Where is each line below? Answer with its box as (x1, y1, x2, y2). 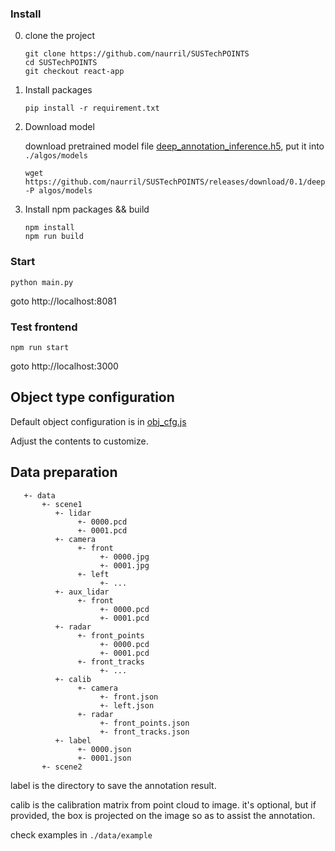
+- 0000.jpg (99, 552, 150, 562)
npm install (24, 223, 75, 233)
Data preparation (10, 464, 118, 481)
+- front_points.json (99, 718, 190, 728)
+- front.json (99, 692, 159, 702)
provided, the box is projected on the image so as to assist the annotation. (10, 809, 316, 821)
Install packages (24, 84, 93, 96)
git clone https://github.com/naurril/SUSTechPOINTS (24, 49, 250, 59)
